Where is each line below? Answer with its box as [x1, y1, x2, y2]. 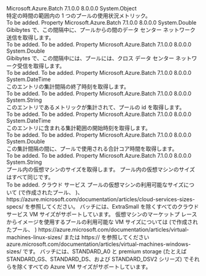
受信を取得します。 [17, 63, 66, 69]
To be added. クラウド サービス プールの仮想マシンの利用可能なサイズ [6, 181, 184, 188]
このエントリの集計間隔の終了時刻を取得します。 [6, 83, 130, 90]
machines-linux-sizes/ [6, 234, 63, 240]
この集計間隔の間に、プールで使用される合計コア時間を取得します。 [6, 145, 178, 152]
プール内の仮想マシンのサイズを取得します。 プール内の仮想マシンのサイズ [6, 166, 195, 173]
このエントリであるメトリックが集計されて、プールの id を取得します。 [6, 104, 185, 111]
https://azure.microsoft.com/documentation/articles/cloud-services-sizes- [6, 196, 195, 203]
